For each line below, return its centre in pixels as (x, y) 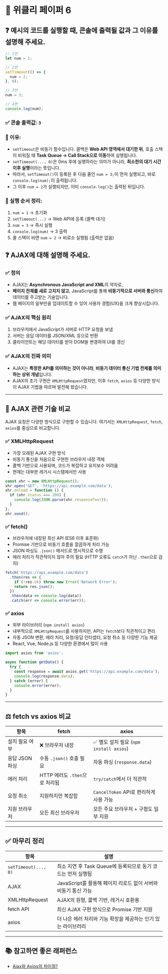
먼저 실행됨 (80, 873)
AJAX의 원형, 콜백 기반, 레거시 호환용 (98, 900)
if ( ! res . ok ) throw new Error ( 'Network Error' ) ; (66, 582)
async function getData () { (34, 662)
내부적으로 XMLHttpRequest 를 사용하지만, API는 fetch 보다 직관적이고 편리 (84, 631)
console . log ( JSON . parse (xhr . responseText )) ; (61, 500)
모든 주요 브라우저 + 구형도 (123, 809)
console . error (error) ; (38, 686)
